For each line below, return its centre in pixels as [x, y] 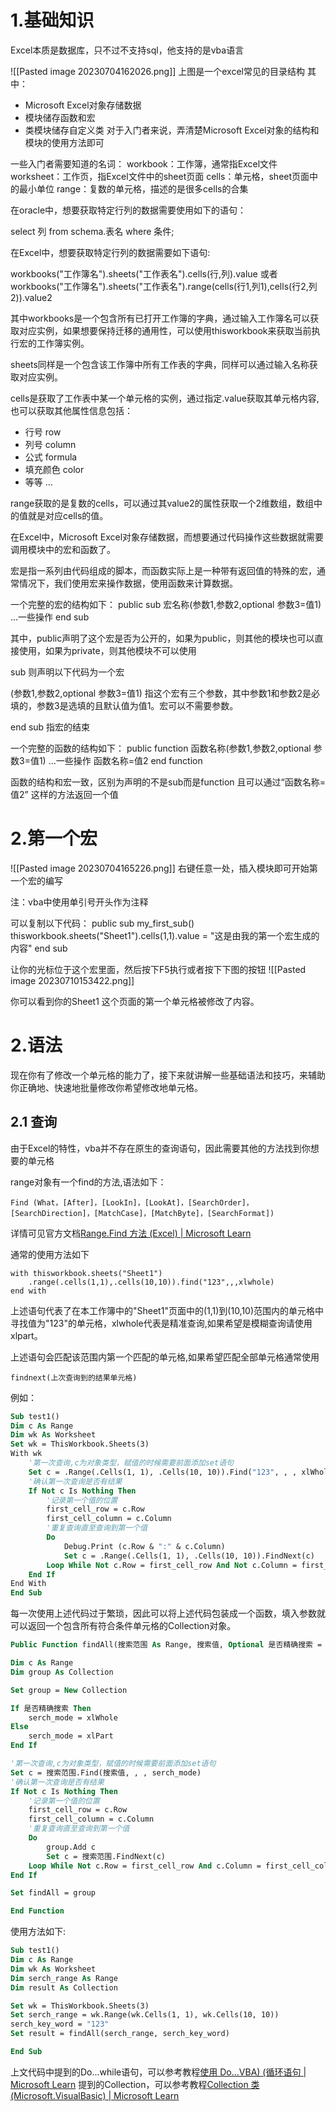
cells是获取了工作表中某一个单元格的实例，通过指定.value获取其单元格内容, [165, 398]
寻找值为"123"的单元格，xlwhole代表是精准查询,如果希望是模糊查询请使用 [161, 1323]
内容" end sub [39, 948]
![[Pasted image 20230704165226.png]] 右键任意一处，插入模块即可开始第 [164, 868]
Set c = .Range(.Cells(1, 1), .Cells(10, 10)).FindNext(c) [189, 1556]
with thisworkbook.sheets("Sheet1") [86, 1273]
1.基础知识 [52, 20]
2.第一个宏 [54, 838]
